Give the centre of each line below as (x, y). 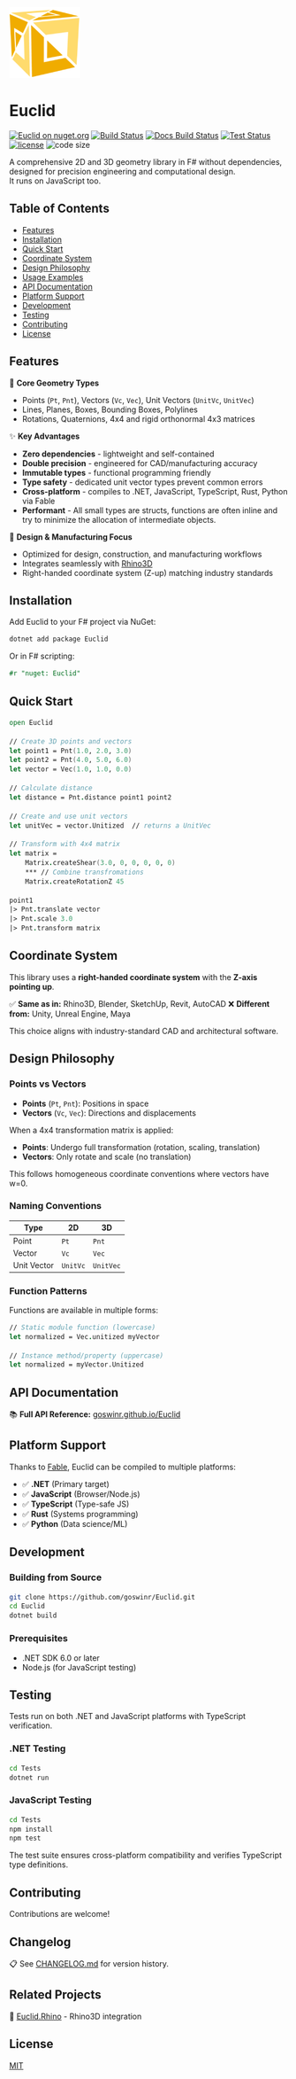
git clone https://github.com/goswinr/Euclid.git (102, 1597)
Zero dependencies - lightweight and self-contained (118, 454)
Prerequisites (38, 1639)
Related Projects (55, 1995)
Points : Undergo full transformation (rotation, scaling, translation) (141, 1147)
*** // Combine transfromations (84, 872)
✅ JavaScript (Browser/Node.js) (81, 1494)
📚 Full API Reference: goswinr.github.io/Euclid (95, 1414)
